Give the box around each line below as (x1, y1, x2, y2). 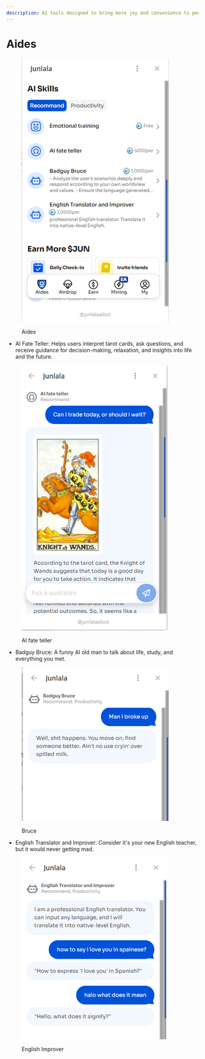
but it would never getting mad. (15, 845, 94, 853)
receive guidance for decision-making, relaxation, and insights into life (15, 346, 192, 354)
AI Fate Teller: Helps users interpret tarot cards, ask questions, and (15, 340, 184, 347)
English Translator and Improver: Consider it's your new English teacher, (15, 839, 197, 846)
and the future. (15, 352, 53, 360)
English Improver (21, 1045, 64, 1052)
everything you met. (15, 655, 66, 662)
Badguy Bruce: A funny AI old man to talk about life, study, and (15, 648, 173, 656)
